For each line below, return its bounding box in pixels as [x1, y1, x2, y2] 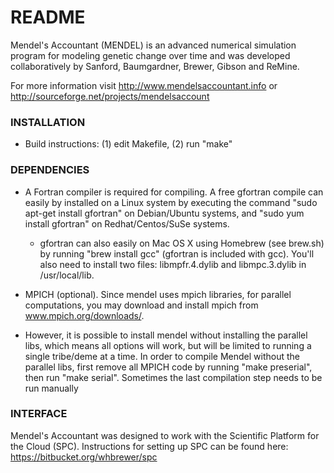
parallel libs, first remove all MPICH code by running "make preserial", [24, 361, 313, 373]
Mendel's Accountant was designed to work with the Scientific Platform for [10, 429, 320, 441]
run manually [24, 382, 79, 394]
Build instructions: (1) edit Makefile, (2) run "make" [24, 138, 233, 150]
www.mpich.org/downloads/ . [24, 309, 145, 321]
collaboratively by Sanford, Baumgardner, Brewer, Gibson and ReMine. [10, 60, 300, 72]
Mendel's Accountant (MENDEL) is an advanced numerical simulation [10, 39, 297, 51]
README [10, 6, 86, 29]
